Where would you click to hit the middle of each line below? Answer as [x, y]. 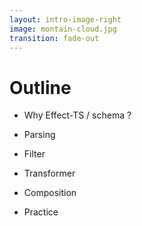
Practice [41, 212]
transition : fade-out [54, 38]
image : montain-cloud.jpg [63, 29]
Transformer [49, 173]
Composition [50, 193]
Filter [34, 154]
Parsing [39, 135]
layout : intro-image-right [65, 19]
